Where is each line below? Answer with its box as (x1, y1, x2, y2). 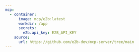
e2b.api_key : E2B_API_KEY (23, 30, 77, 35)
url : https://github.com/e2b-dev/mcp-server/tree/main (18, 40, 135, 45)
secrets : (18, 26, 37, 31)
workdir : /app (18, 21, 48, 26)
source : (14, 35, 30, 40)
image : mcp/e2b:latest (18, 16, 66, 21)
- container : (9, 12, 37, 17)
